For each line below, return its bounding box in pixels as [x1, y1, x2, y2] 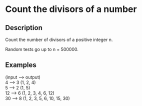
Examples [5, 61, 36, 69]
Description [5, 23, 42, 32]
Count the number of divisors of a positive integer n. [5, 36, 113, 42]
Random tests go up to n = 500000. [5, 46, 79, 52]
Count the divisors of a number [5, 3, 137, 15]
